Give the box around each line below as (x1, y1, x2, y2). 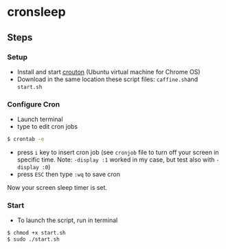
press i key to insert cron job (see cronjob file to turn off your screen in (16, 149, 219, 157)
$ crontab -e (7, 136, 45, 143)
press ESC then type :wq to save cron (16, 170, 120, 179)
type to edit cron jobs (16, 122, 78, 131)
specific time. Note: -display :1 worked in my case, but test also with (16, 155, 215, 164)
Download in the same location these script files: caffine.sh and (16, 75, 199, 83)
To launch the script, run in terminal (16, 216, 118, 224)
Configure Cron (7, 99, 60, 109)
